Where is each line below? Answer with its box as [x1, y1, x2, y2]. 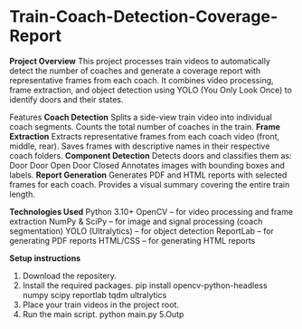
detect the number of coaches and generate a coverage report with [9, 65, 261, 76]
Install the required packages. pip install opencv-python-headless [22, 279, 269, 291]
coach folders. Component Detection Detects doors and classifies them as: [9, 150, 292, 160]
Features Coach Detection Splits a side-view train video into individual [9, 111, 273, 122]
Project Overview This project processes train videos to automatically [9, 55, 271, 66]
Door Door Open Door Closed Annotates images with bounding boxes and [9, 160, 285, 170]
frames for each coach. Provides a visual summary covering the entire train [9, 179, 290, 189]
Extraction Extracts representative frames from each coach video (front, [9, 131, 280, 141]
